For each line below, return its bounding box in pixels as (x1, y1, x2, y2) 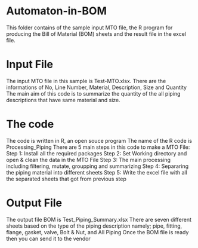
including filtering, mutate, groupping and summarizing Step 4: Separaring (6, 163, 189, 170)
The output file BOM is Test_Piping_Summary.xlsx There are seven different (6, 216, 192, 223)
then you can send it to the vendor (6, 235, 91, 242)
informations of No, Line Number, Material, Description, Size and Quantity (6, 84, 187, 91)
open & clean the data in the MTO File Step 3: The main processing (6, 156, 171, 163)
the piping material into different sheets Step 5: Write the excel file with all (6, 169, 188, 176)
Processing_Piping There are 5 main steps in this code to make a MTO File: (6, 143, 190, 151)
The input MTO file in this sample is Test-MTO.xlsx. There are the (6, 77, 166, 84)
